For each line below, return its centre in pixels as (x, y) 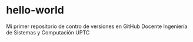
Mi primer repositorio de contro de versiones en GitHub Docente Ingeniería (97, 26)
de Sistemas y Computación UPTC (48, 32)
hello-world (35, 10)
